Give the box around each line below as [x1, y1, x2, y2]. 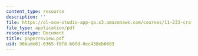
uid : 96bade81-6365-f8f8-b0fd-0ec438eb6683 [6, 41, 115, 47]
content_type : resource [6, 8, 65, 15]
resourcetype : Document [6, 30, 65, 36]
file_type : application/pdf [6, 24, 75, 31]
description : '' [6, 14, 46, 20]
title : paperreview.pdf [6, 36, 65, 41]
